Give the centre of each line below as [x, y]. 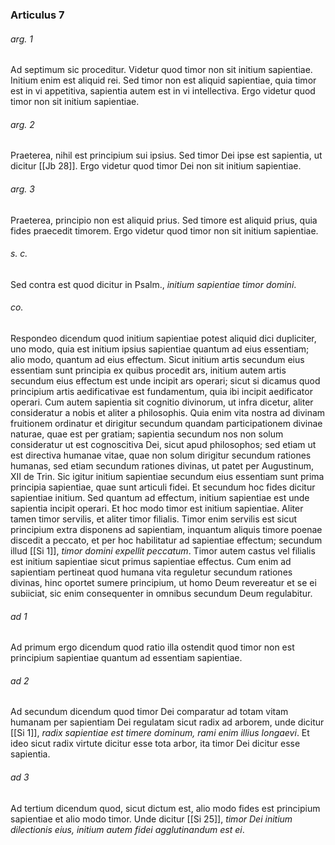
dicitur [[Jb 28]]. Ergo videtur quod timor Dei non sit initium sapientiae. [156, 166]
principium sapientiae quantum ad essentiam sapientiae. [126, 658]
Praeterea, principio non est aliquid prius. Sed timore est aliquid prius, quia [164, 220]
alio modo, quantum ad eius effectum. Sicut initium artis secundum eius [157, 359]
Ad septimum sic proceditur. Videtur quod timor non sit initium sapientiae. [161, 70]
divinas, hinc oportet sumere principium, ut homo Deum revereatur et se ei [163, 582]
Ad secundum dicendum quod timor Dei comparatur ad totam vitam [149, 712]
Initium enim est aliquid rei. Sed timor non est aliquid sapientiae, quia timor [163, 80]
